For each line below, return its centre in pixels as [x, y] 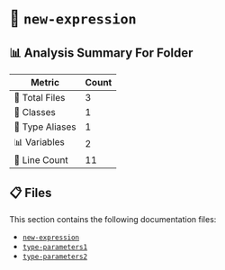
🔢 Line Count [41, 160]
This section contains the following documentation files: [113, 219]
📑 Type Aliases [45, 127]
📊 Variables [40, 142]
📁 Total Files [40, 98]
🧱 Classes [35, 112]
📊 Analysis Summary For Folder [101, 53]
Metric [45, 82]
